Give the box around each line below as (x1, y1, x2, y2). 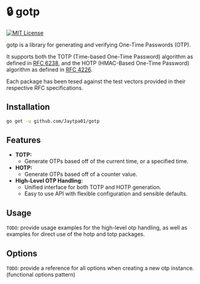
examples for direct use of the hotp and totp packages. (6, 230, 145, 238)
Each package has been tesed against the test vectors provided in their (6, 78, 186, 85)
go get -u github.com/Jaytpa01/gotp (6, 118, 100, 124)
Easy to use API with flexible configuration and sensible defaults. (24, 190, 188, 197)
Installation (6, 102, 50, 112)
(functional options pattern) (6, 271, 76, 279)
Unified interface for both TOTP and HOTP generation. (24, 184, 161, 191)
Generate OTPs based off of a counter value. (24, 170, 138, 178)
